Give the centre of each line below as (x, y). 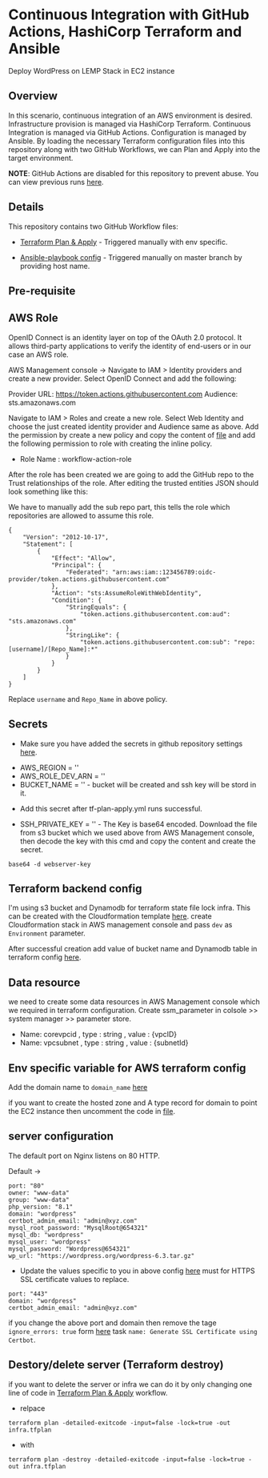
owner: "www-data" (39, 1193)
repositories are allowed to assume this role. (81, 515)
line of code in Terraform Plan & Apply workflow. (88, 1392)
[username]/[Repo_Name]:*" (53, 649)
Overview (33, 96)
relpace (32, 1408)
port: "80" (26, 1186)
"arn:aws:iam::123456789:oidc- (164, 572)
